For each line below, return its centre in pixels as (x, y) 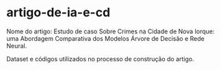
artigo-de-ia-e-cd (58, 13)
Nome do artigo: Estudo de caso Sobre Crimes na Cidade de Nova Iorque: (110, 31)
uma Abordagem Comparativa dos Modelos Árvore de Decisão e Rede (105, 38)
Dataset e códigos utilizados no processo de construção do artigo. (100, 58)
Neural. (17, 46)
